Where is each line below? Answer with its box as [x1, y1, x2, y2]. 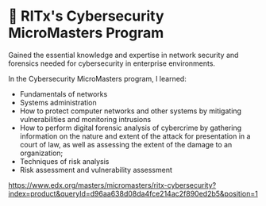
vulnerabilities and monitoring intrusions [19, 114, 152, 124]
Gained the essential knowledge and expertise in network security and [8, 50, 239, 59]
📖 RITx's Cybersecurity [8, 7, 164, 25]
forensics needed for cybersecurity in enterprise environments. [8, 59, 216, 68]
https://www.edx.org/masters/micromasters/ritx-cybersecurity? [8, 180, 217, 189]
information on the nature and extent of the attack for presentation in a [19, 131, 251, 141]
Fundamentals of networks [19, 89, 108, 98]
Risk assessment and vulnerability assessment [19, 165, 173, 174]
